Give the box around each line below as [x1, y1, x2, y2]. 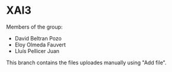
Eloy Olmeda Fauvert [14, 41, 66, 48]
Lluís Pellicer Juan [14, 47, 60, 54]
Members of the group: [6, 23, 63, 30]
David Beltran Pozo [14, 35, 62, 42]
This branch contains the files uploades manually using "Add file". [6, 59, 167, 66]
